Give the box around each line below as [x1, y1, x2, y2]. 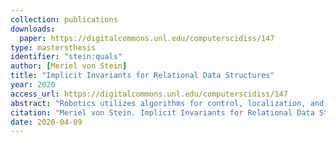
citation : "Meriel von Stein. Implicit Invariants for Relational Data [10, 107, 315, 118]
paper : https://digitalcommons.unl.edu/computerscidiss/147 [19, 33, 275, 43]
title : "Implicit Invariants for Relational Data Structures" [10, 71, 275, 81]
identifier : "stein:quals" [10, 52, 123, 62]
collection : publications [10, 14, 118, 25]
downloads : [10, 24, 56, 34]
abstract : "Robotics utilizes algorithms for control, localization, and [10, 98, 325, 108]
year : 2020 [10, 80, 56, 90]
